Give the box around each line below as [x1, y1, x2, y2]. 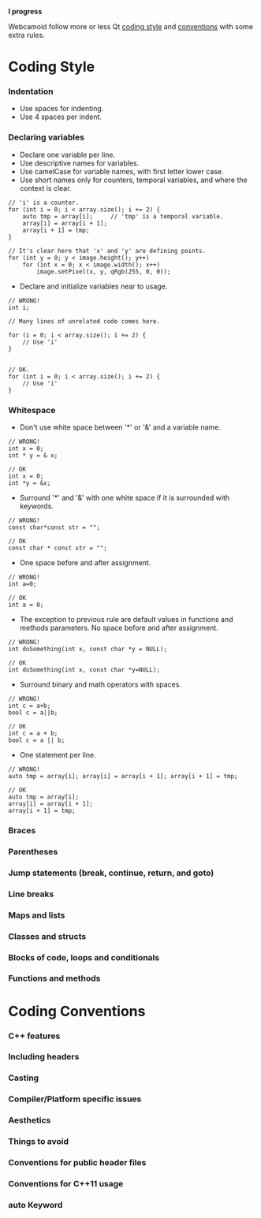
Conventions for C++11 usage [8, 1179, 124, 1190]
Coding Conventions [8, 1002, 146, 1020]
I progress [8, 7, 43, 16]
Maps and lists [8, 910, 65, 921]
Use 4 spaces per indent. [19, 112, 103, 121]
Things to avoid [8, 1136, 69, 1147]
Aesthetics [8, 1115, 51, 1126]
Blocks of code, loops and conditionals [8, 952, 160, 963]
